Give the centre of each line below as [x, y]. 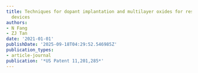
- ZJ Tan [17, 34]
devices [21, 17]
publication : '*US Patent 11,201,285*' [55, 61]
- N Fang [17, 28]
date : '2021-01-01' [30, 39]
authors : [17, 22]
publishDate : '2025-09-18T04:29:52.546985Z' [62, 45]
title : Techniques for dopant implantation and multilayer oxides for [95, 11]
